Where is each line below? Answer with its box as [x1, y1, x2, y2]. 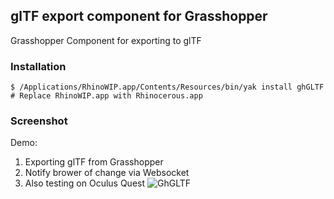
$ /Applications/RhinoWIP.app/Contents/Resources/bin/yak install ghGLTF [10, 82, 325, 93]
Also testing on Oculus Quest [24, 177, 146, 189]
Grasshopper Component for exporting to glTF [10, 34, 202, 46]
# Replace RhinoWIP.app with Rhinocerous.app [10, 91, 203, 101]
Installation [10, 59, 67, 73]
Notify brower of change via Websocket [24, 167, 190, 179]
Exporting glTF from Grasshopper [24, 156, 164, 168]
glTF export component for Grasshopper [10, 8, 268, 25]
